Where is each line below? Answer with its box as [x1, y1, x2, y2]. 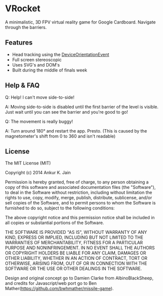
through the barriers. [5, 24, 47, 30]
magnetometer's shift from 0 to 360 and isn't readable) [5, 133, 116, 139]
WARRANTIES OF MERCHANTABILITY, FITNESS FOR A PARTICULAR [5, 240, 143, 246]
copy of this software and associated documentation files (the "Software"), [5, 184, 156, 190]
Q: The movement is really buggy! [5, 118, 73, 124]
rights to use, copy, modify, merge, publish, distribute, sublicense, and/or [5, 195, 152, 201]
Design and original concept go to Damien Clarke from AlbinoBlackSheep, [5, 275, 154, 281]
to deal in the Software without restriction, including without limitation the [5, 189, 152, 196]
